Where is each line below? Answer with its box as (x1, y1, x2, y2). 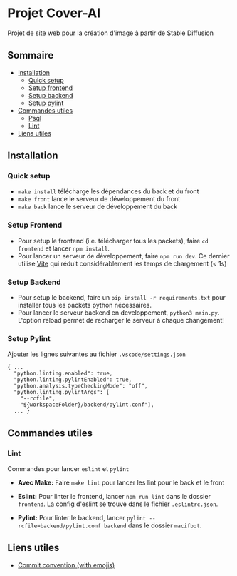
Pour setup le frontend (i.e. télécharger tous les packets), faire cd (17, 236, 209, 245)
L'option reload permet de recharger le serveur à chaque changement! (17, 316, 224, 325)
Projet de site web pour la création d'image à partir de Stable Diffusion (7, 29, 214, 37)
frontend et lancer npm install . (17, 244, 110, 253)
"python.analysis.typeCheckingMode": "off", (14, 383, 148, 390)
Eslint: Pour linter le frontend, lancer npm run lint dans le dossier (17, 492, 211, 501)
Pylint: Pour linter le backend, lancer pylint (17, 514, 147, 522)
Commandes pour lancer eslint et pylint (7, 465, 130, 473)
